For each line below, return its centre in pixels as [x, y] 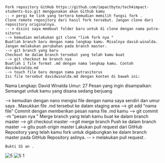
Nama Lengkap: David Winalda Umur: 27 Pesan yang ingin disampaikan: [79, 86]
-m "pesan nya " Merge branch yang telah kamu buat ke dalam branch [77, 116]
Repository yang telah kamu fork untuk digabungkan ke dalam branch [76, 132]
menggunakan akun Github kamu [74, 11]
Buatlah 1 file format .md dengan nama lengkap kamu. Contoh [69, 63]
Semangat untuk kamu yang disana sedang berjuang [59, 91]
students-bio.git [23, 11]
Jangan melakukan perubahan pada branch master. [56, 46]
